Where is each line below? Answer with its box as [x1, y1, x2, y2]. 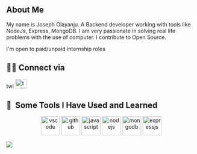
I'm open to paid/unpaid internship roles [6, 45, 105, 52]
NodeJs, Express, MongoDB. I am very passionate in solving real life [6, 27, 176, 34]
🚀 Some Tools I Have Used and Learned [6, 100, 158, 111]
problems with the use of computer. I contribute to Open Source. [6, 33, 167, 41]
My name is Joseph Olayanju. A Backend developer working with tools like [6, 20, 191, 28]
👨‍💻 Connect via [6, 63, 65, 73]
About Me [6, 5, 44, 15]
